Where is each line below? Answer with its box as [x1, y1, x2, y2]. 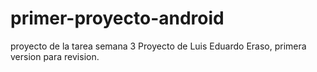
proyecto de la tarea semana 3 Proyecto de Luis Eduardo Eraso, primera [10, 40, 307, 52]
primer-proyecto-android [10, 7, 225, 30]
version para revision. [10, 50, 100, 62]
